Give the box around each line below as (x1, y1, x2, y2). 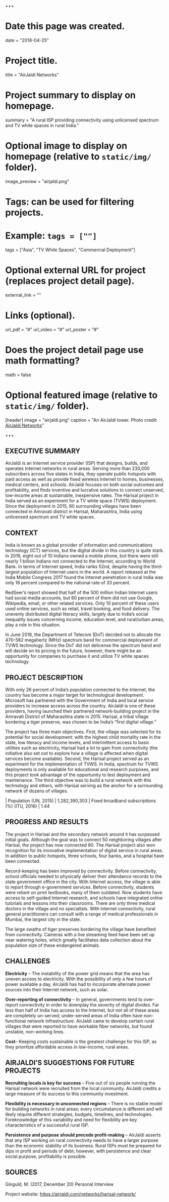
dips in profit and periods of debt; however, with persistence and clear (5, 1148, 151, 1154)
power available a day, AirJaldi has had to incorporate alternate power (5, 981, 150, 987)
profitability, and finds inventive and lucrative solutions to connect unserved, (5, 487, 164, 493)
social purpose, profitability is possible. (5, 1153, 87, 1159)
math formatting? (5, 355, 80, 366)
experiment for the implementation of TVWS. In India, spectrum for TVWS (5, 761, 158, 767)
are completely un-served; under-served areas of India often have (5, 1012, 143, 1018)
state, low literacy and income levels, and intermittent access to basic (5, 740, 150, 746)
